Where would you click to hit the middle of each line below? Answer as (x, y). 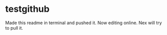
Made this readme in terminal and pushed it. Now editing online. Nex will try (83, 23)
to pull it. (14, 28)
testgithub (27, 9)
